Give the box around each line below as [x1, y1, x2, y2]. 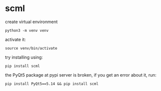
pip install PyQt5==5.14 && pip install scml [5, 81, 98, 86]
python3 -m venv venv [5, 28, 49, 33]
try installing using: [5, 54, 43, 60]
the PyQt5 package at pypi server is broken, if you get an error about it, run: [5, 72, 157, 78]
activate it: [5, 37, 26, 42]
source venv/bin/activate [5, 46, 57, 51]
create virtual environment [5, 19, 58, 25]
